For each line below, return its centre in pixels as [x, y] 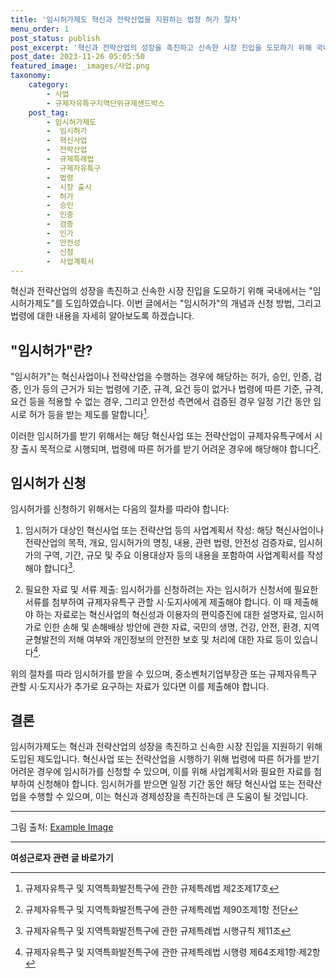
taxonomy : [31, 76]
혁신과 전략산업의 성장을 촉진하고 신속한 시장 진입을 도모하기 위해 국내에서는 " [161, 291]
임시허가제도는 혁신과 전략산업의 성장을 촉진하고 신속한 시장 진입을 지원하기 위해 [166, 747]
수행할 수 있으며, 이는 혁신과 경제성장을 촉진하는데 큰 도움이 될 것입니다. [168, 797]
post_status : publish [55, 38]
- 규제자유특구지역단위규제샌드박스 [105, 103]
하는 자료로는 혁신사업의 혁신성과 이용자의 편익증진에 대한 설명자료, [166, 614]
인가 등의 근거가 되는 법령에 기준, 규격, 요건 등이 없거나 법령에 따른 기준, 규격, [173, 389]
